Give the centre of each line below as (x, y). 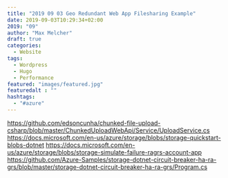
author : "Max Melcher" (40, 33)
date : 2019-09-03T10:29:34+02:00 (55, 20)
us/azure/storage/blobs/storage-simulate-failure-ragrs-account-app (105, 152)
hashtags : (21, 97)
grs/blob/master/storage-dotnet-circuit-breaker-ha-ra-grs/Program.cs (107, 167)
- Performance (34, 78)
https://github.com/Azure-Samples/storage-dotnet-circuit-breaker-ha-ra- (112, 159)
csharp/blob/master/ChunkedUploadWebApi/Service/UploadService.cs (109, 130)
